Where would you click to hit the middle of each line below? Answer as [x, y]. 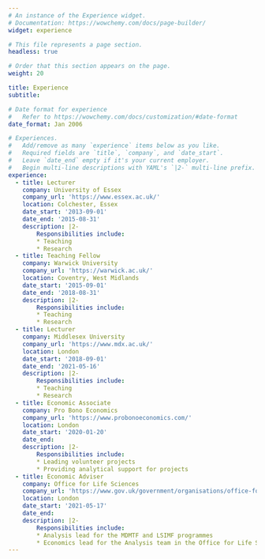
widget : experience [40, 30]
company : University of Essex [72, 190]
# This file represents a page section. [76, 44]
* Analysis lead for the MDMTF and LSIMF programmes [125, 535]
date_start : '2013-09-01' [65, 212]
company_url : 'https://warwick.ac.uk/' [88, 271]
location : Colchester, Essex [70, 205]
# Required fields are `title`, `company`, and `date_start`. [116, 153]
